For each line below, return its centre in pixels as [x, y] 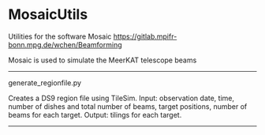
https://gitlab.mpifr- [145, 36]
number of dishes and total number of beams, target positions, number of [128, 106]
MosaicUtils [48, 15]
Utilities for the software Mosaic [60, 36]
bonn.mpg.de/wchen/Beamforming [65, 44]
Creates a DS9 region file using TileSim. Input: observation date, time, [121, 98]
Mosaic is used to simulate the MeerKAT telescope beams [103, 60]
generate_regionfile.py [45, 82]
